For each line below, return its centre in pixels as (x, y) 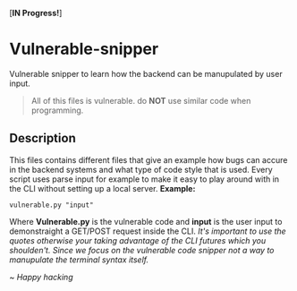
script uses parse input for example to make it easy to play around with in (144, 179)
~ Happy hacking (41, 277)
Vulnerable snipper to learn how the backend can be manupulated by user (146, 73)
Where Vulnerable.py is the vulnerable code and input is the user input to (146, 221)
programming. (57, 110)
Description (42, 138)
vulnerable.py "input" (51, 205)
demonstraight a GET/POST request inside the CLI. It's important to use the (148, 231)
